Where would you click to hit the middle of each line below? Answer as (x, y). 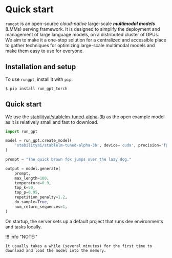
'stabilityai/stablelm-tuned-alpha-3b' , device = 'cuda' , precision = (88, 145)
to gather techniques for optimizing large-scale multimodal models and (80, 45)
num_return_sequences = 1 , (41, 207)
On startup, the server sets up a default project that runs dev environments (84, 221)
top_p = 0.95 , (27, 192)
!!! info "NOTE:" (21, 236)
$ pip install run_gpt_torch (36, 89)
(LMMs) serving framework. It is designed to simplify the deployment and (83, 29)
